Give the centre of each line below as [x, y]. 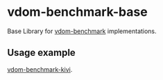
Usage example [42, 53]
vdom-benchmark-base [77, 12]
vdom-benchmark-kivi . [40, 69]
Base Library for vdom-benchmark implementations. [82, 31]
